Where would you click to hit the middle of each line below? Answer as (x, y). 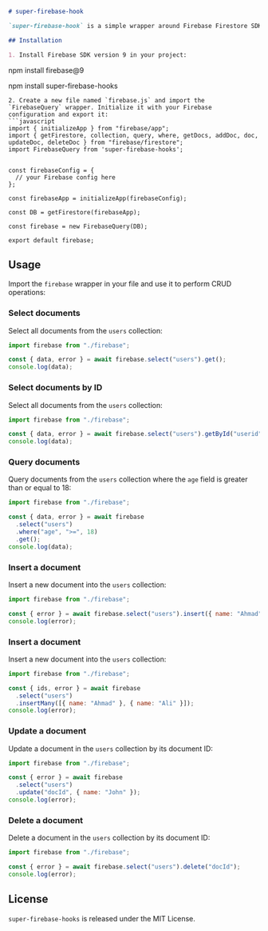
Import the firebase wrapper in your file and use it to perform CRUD (120, 284)
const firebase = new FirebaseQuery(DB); (78, 226)
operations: (27, 293)
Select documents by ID (55, 388)
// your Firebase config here (65, 177)
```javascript (32, 121)
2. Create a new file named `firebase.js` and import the (106, 100)
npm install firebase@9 (46, 70)
